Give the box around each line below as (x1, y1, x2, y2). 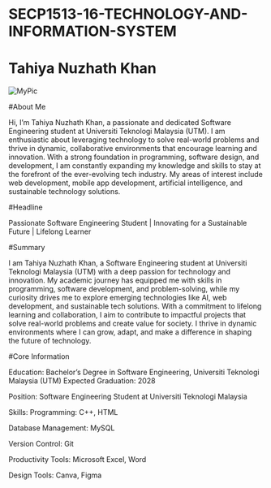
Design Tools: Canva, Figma (8, 470, 102, 480)
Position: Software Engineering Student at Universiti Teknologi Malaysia (8, 391, 247, 402)
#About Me (8, 102, 46, 112)
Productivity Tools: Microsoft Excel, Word (8, 455, 147, 464)
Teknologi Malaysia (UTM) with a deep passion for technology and (8, 267, 231, 277)
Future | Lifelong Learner (8, 227, 92, 236)
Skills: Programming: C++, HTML (8, 408, 118, 417)
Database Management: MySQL (8, 423, 115, 433)
